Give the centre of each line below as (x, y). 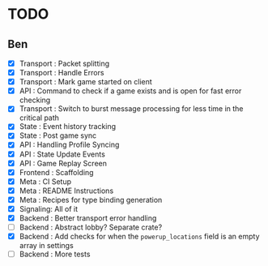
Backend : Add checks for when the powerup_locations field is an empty (139, 237)
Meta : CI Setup (45, 181)
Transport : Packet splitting (64, 63)
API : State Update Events (62, 154)
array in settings (46, 246)
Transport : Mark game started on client (86, 82)
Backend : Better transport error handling (88, 218)
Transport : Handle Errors (62, 73)
